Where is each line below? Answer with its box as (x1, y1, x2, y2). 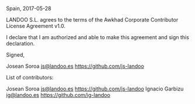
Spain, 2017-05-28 (6, 5, 52, 12)
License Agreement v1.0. (6, 23, 66, 29)
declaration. (6, 40, 35, 47)
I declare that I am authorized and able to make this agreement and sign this (6, 34, 189, 40)
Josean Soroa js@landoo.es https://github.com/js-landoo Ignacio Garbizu (6, 85, 184, 92)
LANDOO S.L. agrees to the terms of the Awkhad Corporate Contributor (6, 16, 179, 23)
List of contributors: (6, 74, 54, 81)
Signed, (6, 51, 25, 58)
